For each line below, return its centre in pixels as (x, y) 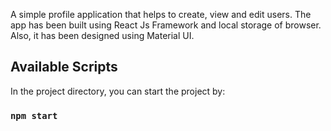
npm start (34, 115)
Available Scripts (64, 67)
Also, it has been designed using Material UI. (102, 35)
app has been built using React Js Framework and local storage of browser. (166, 25)
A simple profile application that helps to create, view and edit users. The (161, 14)
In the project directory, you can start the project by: (118, 91)
